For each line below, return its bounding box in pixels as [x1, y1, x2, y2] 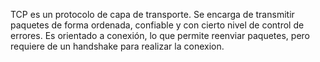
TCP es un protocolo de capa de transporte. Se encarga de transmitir [10, 9, 295, 20]
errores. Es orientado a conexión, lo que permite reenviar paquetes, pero [10, 30, 310, 41]
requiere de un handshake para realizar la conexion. [10, 40, 225, 52]
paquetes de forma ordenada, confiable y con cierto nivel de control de [10, 19, 305, 31]
